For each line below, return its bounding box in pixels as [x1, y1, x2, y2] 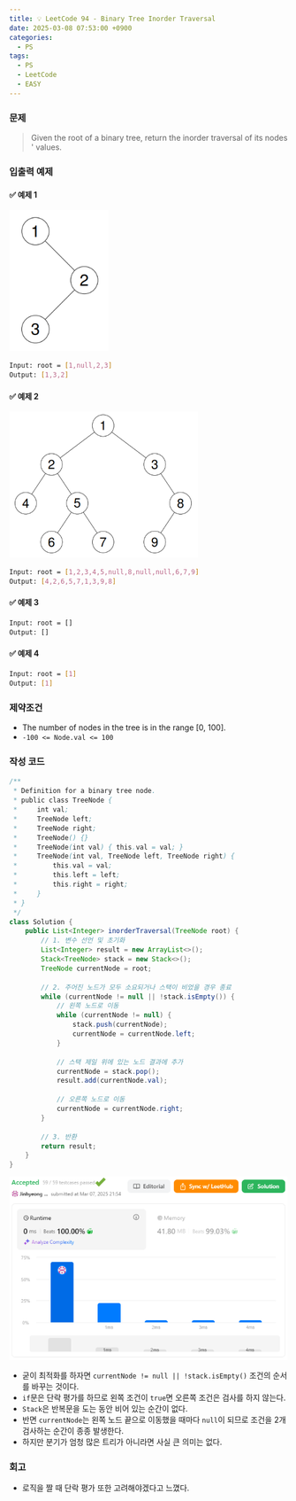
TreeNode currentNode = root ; [41, 964, 152, 973]
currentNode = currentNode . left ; [72, 1030, 196, 1038]
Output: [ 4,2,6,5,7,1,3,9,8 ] [9, 577, 117, 586]
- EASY [17, 80, 42, 89]
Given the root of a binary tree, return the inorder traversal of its [30, 133, 263, 144]
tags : [9, 51, 29, 61]
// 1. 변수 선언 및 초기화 [41, 936, 125, 945]
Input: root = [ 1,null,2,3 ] [9, 362, 113, 370]
